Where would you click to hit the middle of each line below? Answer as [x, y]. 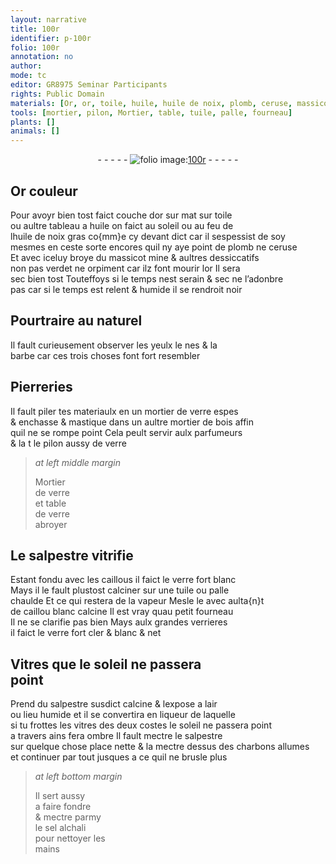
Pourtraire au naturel [76, 321]
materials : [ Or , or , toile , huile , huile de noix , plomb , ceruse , [151, 103]
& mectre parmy [68, 817]
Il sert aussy [60, 796]
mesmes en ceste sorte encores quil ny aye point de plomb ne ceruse [154, 247]
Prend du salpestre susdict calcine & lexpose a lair [114, 704]
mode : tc [28, 76]
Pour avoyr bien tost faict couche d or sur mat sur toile [121, 215]
